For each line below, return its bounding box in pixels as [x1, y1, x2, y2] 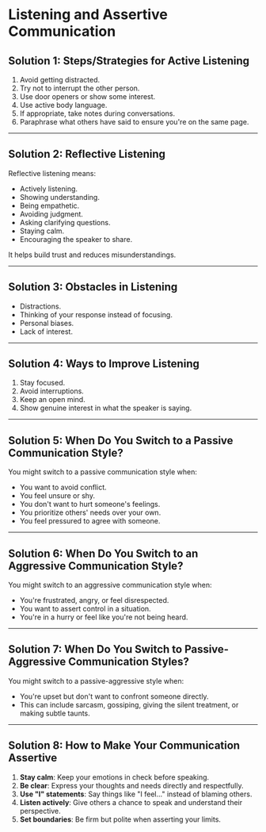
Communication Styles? [68, 655, 190, 669]
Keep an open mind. [19, 395, 85, 404]
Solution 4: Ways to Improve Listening [8, 357, 199, 370]
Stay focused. [19, 378, 66, 388]
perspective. [19, 806, 61, 815]
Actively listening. [19, 184, 78, 194]
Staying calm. [19, 226, 65, 236]
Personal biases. [19, 318, 74, 328]
